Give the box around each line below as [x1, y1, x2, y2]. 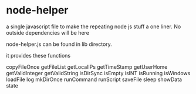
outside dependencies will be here [6, 29, 90, 36]
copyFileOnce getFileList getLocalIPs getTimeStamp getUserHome [6, 63, 168, 70]
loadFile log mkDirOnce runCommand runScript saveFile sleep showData [6, 76, 183, 83]
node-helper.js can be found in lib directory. [6, 41, 113, 48]
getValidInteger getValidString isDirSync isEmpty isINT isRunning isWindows [6, 69, 191, 76]
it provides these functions [6, 52, 71, 59]
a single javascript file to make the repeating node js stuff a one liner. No [6, 23, 181, 30]
